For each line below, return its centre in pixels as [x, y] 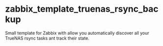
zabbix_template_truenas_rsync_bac [82, 9]
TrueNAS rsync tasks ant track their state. [47, 38]
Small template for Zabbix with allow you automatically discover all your [77, 33]
